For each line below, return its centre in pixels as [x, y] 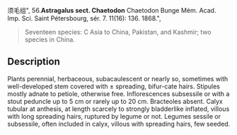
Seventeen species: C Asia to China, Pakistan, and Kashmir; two [118, 32]
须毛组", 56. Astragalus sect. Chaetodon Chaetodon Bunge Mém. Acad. [112, 10]
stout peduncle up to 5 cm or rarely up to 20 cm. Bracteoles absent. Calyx [115, 101]
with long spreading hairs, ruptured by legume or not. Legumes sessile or [114, 116]
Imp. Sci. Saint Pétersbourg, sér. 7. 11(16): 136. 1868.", [84, 18]
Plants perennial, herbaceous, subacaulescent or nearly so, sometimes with [118, 78]
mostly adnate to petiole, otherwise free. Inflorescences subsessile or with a [118, 93]
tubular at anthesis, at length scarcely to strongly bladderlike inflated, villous [118, 109]
